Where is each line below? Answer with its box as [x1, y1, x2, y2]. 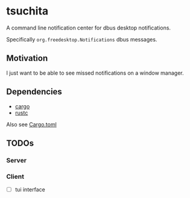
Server [6, 156, 27, 164]
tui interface [14, 186, 45, 193]
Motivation [6, 53, 48, 64]
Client [6, 172, 24, 181]
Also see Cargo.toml [6, 120, 57, 128]
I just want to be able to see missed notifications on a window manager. [6, 69, 184, 76]
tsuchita [6, 4, 49, 18]
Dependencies [6, 87, 62, 97]
